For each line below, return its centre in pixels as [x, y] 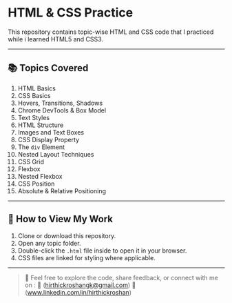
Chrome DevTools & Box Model [62, 110]
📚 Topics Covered [48, 68]
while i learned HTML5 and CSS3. [56, 39]
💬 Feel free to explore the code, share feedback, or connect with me [122, 277]
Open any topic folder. [49, 243]
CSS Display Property [49, 139]
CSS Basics [34, 95]
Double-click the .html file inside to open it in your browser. [102, 251]
